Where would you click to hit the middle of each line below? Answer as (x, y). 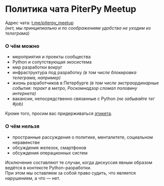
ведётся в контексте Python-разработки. (48, 167)
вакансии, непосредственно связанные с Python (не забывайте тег (83, 99)
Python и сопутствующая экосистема (52, 62)
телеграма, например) (36, 78)
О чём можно (22, 46)
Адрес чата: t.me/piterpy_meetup (40, 23)
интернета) (24, 93)
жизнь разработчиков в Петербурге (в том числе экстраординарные (85, 83)
